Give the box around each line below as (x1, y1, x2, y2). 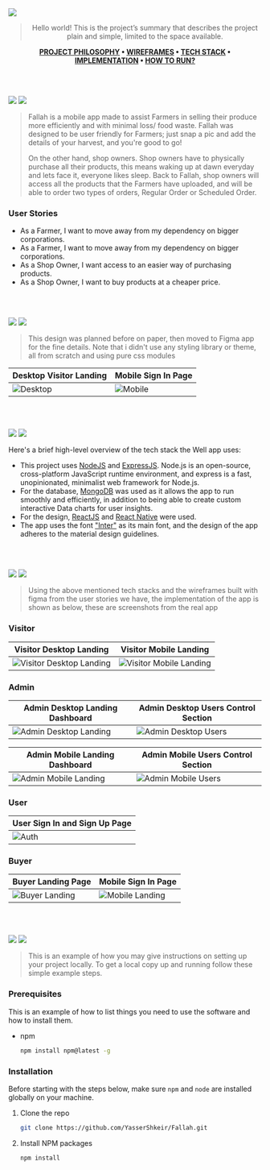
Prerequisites (8, 989, 62, 1000)
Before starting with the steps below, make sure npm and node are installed (8, 1084, 252, 1093)
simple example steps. (27, 969, 103, 978)
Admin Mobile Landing (26, 749, 115, 760)
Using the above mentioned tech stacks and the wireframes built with (27, 586, 259, 595)
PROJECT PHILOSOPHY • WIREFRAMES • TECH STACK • (39, 48, 231, 56)
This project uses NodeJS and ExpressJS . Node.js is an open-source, (19, 461, 252, 471)
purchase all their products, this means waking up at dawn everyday (27, 162, 255, 172)
